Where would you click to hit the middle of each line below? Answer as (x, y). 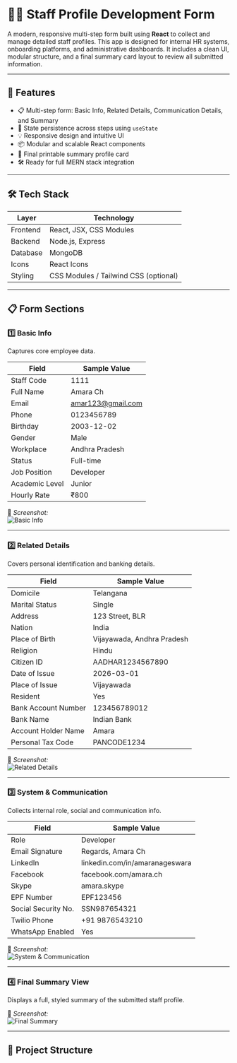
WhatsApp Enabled (43, 932)
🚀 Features (31, 93)
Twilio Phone (32, 920)
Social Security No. (43, 908)
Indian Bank (112, 719)
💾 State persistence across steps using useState (88, 128)
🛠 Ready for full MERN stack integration (76, 162)
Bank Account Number (49, 708)
